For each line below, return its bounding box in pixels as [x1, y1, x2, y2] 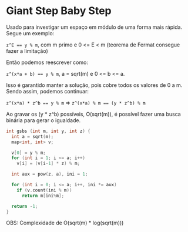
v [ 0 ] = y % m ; [11, 150, 46, 156]
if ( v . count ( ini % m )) [16, 187, 72, 193]
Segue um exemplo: [6, 29, 55, 36]
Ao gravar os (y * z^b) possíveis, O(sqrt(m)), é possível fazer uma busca [6, 110, 181, 117]
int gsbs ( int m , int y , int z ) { [6, 128, 91, 134]
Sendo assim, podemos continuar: [6, 88, 89, 95]
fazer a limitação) [6, 47, 48, 54]
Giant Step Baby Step [6, 4, 112, 18]
